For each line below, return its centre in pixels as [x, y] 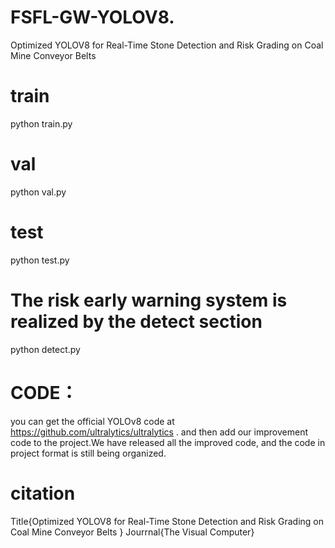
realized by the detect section [136, 321]
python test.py [40, 260]
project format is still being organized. [88, 453]
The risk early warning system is [149, 300]
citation [43, 493]
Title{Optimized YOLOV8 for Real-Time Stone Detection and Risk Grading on [167, 521]
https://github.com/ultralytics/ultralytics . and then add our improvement [159, 432]
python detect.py [45, 349]
